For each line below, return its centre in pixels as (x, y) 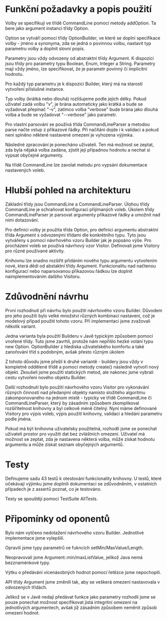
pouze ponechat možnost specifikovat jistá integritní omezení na (71, 602)
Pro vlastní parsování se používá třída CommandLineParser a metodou (78, 124)
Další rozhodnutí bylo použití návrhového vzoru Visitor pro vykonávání (77, 387)
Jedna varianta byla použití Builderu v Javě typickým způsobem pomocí (79, 336)
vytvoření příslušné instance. (35, 89)
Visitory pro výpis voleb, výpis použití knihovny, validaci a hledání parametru (84, 413)
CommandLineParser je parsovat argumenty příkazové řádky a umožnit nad (83, 214)
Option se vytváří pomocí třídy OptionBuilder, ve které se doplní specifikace (83, 38)
